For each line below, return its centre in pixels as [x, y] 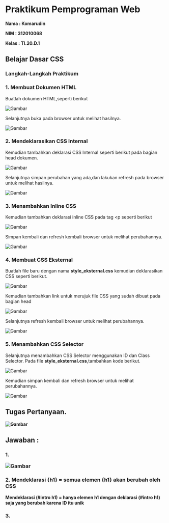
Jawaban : [22, 440]
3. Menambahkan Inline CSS [41, 206]
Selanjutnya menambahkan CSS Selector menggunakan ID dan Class [78, 355]
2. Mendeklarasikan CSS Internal [47, 141]
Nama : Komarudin [25, 23]
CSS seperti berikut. [26, 277]
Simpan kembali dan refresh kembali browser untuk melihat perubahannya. [84, 237]
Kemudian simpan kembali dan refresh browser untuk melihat [69, 380]
